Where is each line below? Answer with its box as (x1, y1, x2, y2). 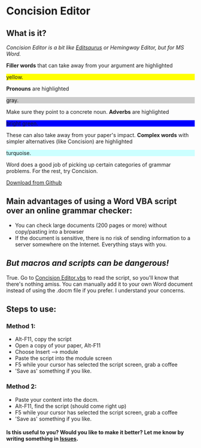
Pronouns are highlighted (6, 85, 69, 92)
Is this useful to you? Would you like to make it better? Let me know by (6, 429, 184, 436)
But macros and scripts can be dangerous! (6, 258, 169, 268)
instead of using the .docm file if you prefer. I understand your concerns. (6, 286, 185, 294)
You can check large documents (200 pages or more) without (14, 222, 167, 229)
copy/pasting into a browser (14, 228, 84, 235)
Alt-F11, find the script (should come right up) (14, 402, 127, 410)
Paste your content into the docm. (14, 396, 99, 403)
